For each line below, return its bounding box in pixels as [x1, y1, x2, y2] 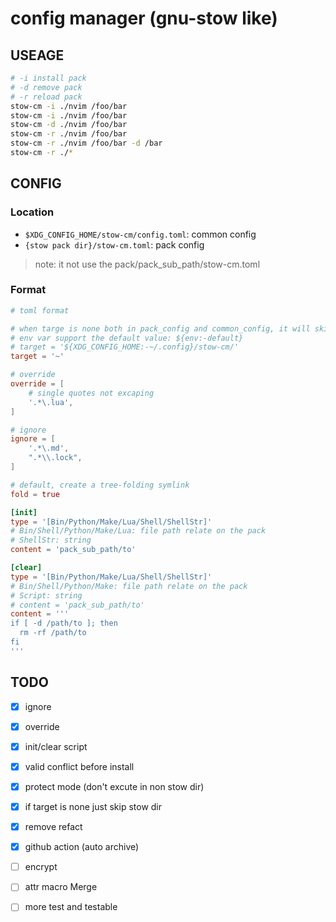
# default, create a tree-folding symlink [10, 480, 190, 490]
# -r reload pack [10, 92, 83, 102]
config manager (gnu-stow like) [10, 7, 278, 30]
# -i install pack [10, 73, 87, 83]
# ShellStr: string [10, 535, 92, 546]
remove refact [24, 821, 83, 833]
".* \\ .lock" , [28, 453, 83, 463]
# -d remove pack [10, 82, 83, 92]
